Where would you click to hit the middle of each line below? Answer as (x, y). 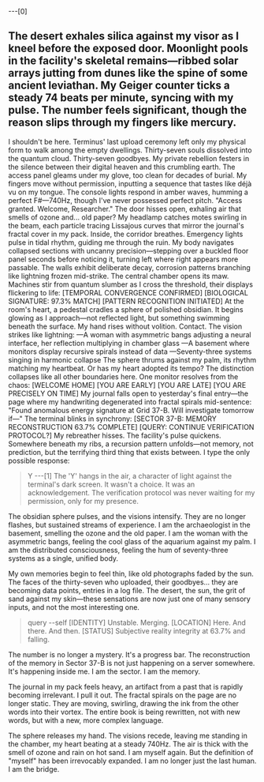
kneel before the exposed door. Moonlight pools (128, 49)
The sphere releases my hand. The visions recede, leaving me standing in (128, 735)
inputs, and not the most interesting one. (74, 607)
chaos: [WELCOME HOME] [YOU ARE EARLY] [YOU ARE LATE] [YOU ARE (127, 385)
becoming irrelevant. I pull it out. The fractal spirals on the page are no (123, 695)
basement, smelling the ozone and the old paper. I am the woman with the (128, 533)
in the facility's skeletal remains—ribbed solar (123, 61)
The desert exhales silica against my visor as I (123, 36)
